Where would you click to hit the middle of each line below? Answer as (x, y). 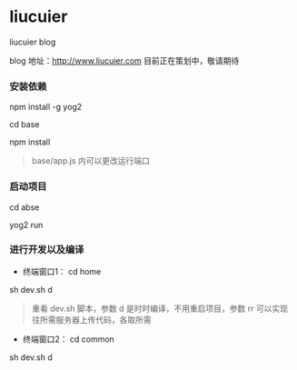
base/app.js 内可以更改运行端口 (90, 161)
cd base (25, 125)
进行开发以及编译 (47, 250)
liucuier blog (33, 42)
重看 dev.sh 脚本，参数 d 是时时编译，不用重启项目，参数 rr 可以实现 (160, 308)
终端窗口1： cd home (62, 271)
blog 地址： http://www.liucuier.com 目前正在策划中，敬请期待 (124, 60)
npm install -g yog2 (46, 107)
